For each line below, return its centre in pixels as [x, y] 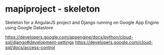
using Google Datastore [29, 27]
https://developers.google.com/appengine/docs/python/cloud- [69, 37]
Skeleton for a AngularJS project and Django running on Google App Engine [82, 22]
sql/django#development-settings [40, 42]
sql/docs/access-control [30, 47]
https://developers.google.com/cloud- [114, 42]
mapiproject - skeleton [53, 9]
